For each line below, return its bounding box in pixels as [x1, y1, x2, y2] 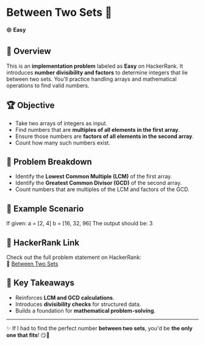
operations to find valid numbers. [6, 82, 90, 89]
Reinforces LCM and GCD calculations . [15, 294, 115, 301]
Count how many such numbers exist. [15, 139, 111, 146]
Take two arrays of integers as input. [15, 119, 108, 127]
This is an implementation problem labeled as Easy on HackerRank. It [6, 62, 183, 70]
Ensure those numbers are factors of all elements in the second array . [15, 133, 194, 140]
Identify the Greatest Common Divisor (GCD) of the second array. [15, 180, 182, 187]
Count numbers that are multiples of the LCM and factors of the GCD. [15, 186, 190, 193]
